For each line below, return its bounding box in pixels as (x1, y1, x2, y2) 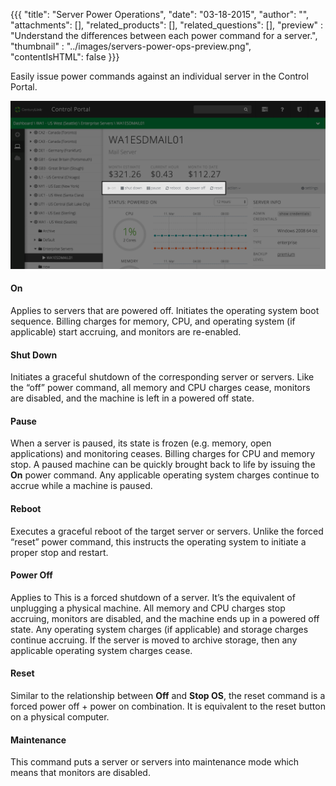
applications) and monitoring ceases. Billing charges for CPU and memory (10, 448, 316, 460)
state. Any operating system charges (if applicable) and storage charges (10, 623, 309, 635)
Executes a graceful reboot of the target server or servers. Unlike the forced (10, 525, 324, 537)
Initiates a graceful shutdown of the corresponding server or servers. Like (10, 371, 315, 383)
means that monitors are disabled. (10, 767, 151, 779)
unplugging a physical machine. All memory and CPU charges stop (10, 602, 286, 614)
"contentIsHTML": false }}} (10, 51, 120, 63)
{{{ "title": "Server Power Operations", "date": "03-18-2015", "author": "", (10, 9, 310, 20)
